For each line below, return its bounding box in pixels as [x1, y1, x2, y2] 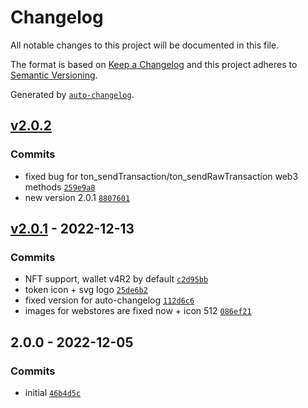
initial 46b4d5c [24, 387, 82, 398]
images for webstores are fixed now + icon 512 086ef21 [24, 305, 252, 317]
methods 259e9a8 [24, 181, 96, 193]
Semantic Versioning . [10, 69, 98, 81]
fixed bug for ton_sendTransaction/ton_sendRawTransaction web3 [24, 170, 299, 182]
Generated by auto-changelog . [10, 88, 135, 100]
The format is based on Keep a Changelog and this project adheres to [10, 58, 298, 70]
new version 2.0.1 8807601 [24, 191, 131, 203]
